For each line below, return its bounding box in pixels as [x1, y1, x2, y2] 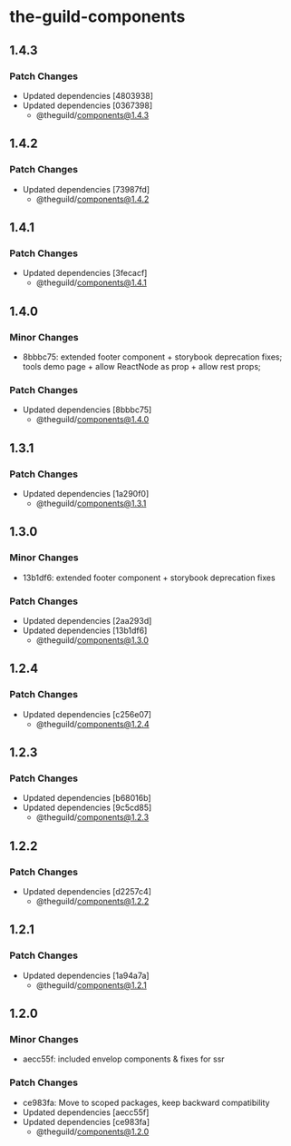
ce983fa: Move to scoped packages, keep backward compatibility [22, 1097, 270, 1108]
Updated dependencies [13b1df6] [22, 625, 148, 636]
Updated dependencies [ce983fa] [22, 1116, 150, 1127]
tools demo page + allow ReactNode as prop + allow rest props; [22, 361, 261, 371]
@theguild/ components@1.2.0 [35, 1126, 150, 1137]
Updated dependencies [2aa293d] [22, 615, 152, 626]
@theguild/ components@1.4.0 [35, 414, 150, 425]
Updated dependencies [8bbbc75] [22, 404, 152, 415]
